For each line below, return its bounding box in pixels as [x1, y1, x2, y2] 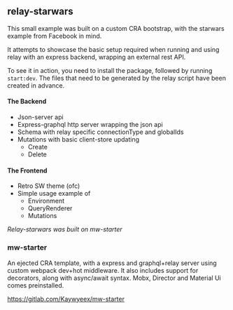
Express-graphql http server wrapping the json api [17, 121, 163, 129]
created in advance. [7, 81, 65, 90]
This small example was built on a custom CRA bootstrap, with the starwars [7, 24, 225, 32]
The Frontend [7, 166, 48, 175]
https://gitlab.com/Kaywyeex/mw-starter [7, 295, 125, 303]
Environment [27, 196, 65, 205]
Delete [27, 150, 48, 159]
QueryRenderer [27, 204, 73, 213]
